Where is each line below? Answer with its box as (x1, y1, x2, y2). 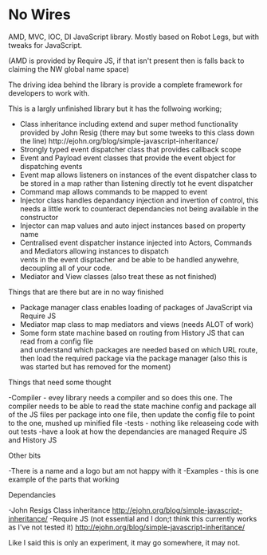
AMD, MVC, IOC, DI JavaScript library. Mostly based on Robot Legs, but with (8, 32, 259, 41)
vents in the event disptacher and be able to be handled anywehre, (19, 254, 240, 264)
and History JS (8, 435, 57, 444)
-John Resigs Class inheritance (8, 505, 111, 515)
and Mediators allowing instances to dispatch (19, 246, 169, 256)
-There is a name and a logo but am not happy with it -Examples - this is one (8, 466, 259, 475)
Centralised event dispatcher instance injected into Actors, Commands (19, 238, 253, 247)
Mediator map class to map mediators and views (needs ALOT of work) (19, 319, 254, 329)
